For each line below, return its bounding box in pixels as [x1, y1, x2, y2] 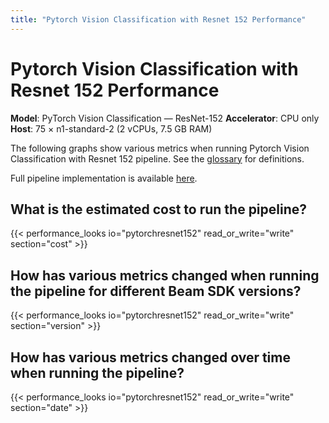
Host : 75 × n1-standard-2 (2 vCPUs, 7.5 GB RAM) [10, 122, 213, 135]
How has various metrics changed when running [10, 267, 320, 284]
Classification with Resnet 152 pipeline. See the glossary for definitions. [10, 152, 305, 165]
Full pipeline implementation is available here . [10, 172, 198, 184]
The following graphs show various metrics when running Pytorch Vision [10, 142, 310, 154]
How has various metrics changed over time [10, 349, 291, 366]
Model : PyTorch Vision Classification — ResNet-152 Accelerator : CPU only [10, 112, 320, 124]
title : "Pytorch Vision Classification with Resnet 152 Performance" [10, 14, 307, 25]
